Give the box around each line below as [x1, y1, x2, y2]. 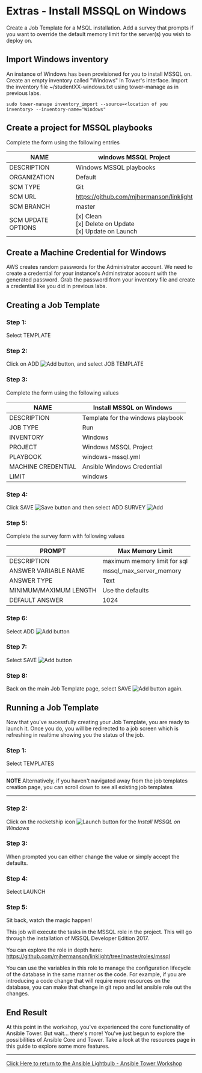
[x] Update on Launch [75, 227, 138, 235]
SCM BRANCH [9, 202, 50, 211]
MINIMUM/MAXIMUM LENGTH [9, 586, 97, 595]
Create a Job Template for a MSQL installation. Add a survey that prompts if [6, 24, 194, 31]
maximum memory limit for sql [102, 557, 188, 565]
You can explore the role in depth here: [6, 946, 103, 954]
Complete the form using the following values [6, 389, 119, 396]
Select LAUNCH [6, 888, 46, 896]
